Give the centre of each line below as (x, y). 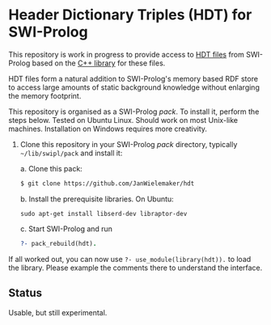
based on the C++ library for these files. (99, 63)
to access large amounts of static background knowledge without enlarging (134, 87)
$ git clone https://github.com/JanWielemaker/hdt (107, 184)
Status (25, 293)
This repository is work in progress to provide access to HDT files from (127, 54)
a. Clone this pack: (51, 168)
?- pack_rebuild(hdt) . (58, 243)
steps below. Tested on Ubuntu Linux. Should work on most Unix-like (123, 120)
